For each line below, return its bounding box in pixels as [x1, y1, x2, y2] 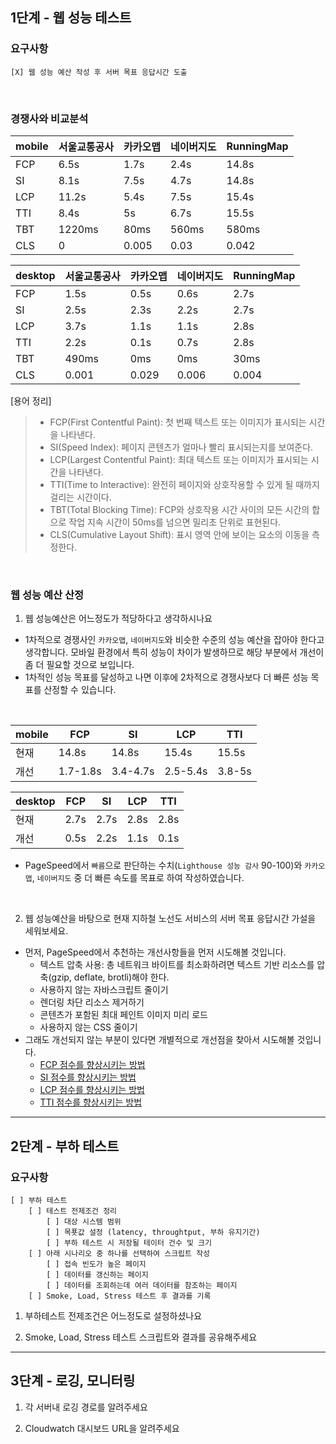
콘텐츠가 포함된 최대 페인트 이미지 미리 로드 [39, 1009, 208, 1021]
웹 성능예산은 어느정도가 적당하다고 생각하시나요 [24, 613, 213, 625]
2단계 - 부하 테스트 [10, 1138, 120, 1155]
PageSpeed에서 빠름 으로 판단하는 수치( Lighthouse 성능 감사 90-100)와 [24, 859, 303, 872]
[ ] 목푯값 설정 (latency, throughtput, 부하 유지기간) [46, 1227, 261, 1237]
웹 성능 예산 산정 [10, 588, 84, 602]
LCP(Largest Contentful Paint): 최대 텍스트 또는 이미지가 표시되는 [49, 453, 309, 465]
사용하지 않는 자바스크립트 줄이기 [39, 984, 169, 996]
